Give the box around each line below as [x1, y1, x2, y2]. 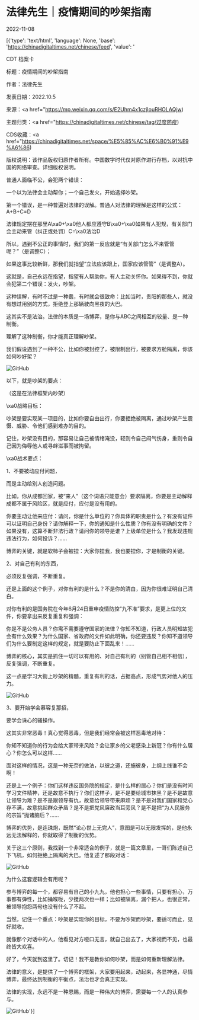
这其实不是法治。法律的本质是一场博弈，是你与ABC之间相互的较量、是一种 [6, 312, 188, 320]
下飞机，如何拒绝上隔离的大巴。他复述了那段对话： [6, 851, 131, 858]
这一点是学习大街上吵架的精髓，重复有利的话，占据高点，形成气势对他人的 [6, 672, 188, 679]
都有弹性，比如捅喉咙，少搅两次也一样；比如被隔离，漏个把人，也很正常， [11, 896, 193, 903]
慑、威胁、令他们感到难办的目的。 [6, 422, 89, 429]
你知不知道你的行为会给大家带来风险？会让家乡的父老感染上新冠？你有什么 [6, 741, 188, 749]
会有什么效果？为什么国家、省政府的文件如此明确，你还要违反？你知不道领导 [6, 632, 193, 640]
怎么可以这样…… [21, 749, 62, 756]
